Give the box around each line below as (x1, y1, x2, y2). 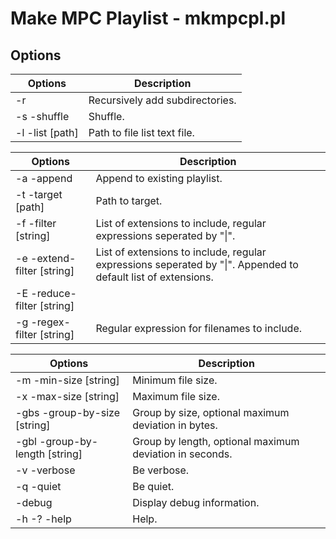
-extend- (30, 252, 77, 265)
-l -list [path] (15, 126, 79, 139)
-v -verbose (15, 463, 76, 477)
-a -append (15, 172, 73, 185)
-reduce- (30, 287, 77, 300)
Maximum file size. (132, 390, 220, 403)
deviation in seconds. (132, 447, 233, 461)
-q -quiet (15, 480, 62, 493)
